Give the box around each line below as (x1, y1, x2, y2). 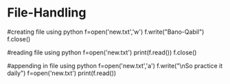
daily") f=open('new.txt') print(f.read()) (7, 69, 117, 77)
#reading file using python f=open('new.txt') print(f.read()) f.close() (7, 48, 197, 56)
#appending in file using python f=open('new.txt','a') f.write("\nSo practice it (7, 61, 223, 70)
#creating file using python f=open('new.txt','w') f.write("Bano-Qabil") (7, 28, 205, 36)
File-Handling (7, 5, 87, 21)
